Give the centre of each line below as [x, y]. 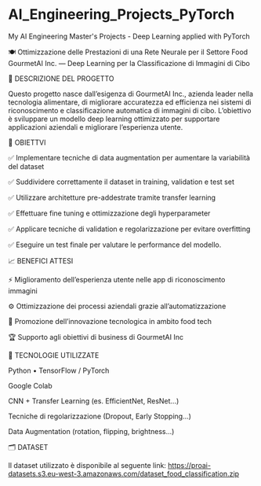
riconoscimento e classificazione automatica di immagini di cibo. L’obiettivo [130, 110]
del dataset [26, 166]
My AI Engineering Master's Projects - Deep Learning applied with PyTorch [129, 36]
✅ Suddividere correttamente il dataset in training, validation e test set [121, 182]
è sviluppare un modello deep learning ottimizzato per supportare [114, 119]
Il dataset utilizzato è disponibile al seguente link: [87, 465]
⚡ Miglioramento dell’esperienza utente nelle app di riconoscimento [117, 279]
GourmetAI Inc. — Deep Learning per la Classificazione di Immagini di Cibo [129, 63]
